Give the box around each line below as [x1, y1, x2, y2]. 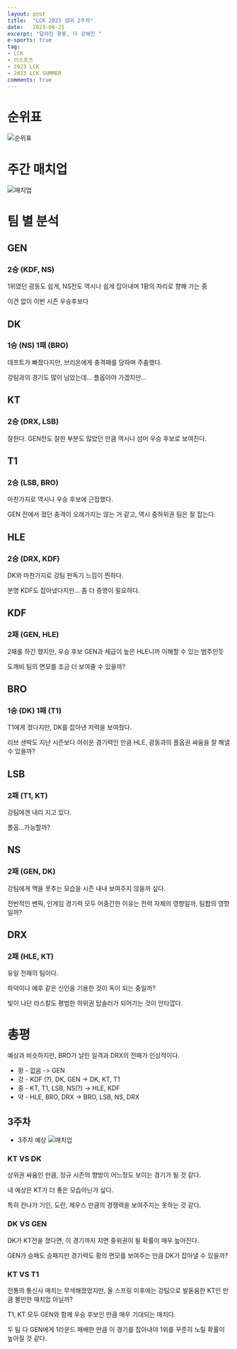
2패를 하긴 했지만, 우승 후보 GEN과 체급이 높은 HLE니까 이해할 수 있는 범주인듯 [7, 647, 224, 655]
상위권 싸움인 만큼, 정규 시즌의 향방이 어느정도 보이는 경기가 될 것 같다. [7, 1170, 202, 1180]
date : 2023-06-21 [7, 23, 65, 30]
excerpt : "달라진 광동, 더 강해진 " [7, 30, 103, 38]
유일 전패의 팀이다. [7, 969, 59, 978]
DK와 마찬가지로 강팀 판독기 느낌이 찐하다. [7, 571, 124, 580]
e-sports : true [7, 37, 52, 44]
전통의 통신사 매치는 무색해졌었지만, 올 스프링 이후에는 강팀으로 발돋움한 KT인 [7, 1286, 221, 1294]
